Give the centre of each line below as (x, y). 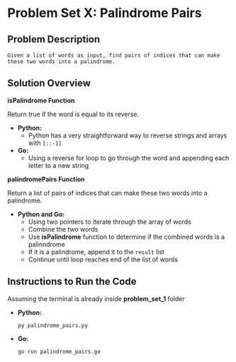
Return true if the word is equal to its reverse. (73, 114)
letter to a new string (58, 165)
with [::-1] (45, 142)
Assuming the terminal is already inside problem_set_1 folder (96, 298)
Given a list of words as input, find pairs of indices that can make (114, 55)
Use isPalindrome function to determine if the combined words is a (127, 237)
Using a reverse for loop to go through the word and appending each (129, 158)
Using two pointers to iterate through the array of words (109, 222)
